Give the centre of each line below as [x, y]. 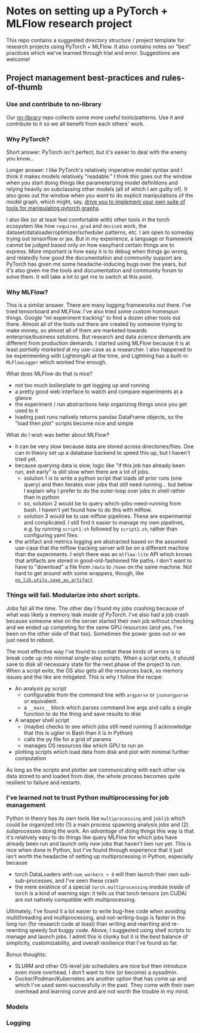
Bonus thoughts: [26, 954]
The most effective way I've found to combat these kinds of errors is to [93, 651]
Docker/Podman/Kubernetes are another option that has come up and [101, 978]
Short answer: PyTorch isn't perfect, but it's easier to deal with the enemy [97, 152]
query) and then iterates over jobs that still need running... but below [108, 485]
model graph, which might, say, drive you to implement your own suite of [96, 202]
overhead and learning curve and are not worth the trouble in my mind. [102, 991]
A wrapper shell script [42, 720]
